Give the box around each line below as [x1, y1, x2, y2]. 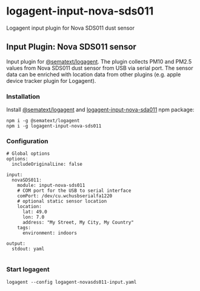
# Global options [6, 151, 50, 157]
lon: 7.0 [22, 214, 45, 220]
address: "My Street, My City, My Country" [22, 220, 135, 226]
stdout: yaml [12, 246, 45, 252]
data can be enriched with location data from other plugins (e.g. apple [6, 71, 181, 78]
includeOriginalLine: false [12, 162, 83, 168]
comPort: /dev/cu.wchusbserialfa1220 [17, 193, 113, 199]
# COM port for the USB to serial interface [17, 188, 132, 194]
